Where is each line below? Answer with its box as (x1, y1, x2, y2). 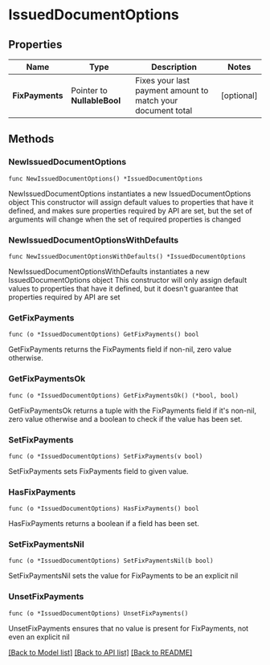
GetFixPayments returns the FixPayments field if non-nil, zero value (8, 345, 231, 354)
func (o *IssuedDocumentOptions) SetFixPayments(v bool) (8, 452, 203, 460)
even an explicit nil (8, 632, 70, 642)
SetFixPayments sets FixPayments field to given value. (8, 466, 189, 475)
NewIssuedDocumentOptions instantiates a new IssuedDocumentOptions (8, 189, 252, 198)
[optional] (220, 90, 258, 101)
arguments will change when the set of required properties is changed (8, 214, 241, 224)
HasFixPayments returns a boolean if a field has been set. (8, 519, 199, 528)
